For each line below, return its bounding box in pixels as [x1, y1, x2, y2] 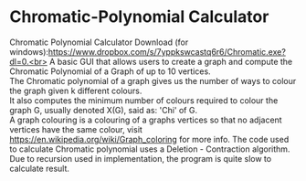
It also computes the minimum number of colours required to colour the [9, 94, 279, 106]
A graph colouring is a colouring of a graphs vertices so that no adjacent [9, 114, 282, 125]
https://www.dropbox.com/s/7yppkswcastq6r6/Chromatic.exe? [47, 46, 286, 57]
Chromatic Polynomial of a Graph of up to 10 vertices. [9, 66, 212, 77]
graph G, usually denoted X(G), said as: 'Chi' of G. [9, 104, 198, 115]
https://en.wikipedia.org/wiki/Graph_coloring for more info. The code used [9, 133, 290, 144]
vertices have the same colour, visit [9, 123, 143, 134]
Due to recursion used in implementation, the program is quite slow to [9, 153, 272, 164]
